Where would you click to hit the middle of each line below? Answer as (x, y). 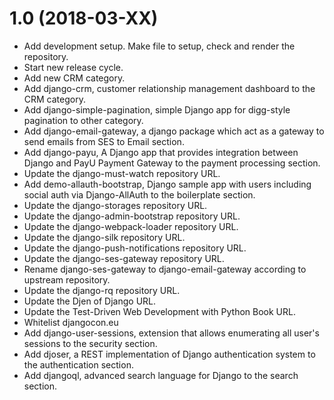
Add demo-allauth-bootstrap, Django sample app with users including (167, 184)
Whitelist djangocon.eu (71, 322)
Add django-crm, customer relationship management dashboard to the (169, 88)
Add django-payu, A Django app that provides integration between (161, 152)
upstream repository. (67, 279)
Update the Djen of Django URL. (90, 301)
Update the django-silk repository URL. (104, 237)
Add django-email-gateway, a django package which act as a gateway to (174, 131)
